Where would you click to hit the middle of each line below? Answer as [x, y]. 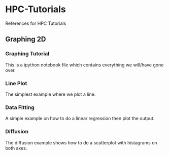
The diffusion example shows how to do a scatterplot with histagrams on [81, 142]
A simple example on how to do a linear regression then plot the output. [80, 119]
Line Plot [16, 83]
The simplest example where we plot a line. [50, 94]
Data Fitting [20, 107]
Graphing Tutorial [27, 54]
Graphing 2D [26, 39]
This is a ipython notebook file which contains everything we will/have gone [84, 65]
